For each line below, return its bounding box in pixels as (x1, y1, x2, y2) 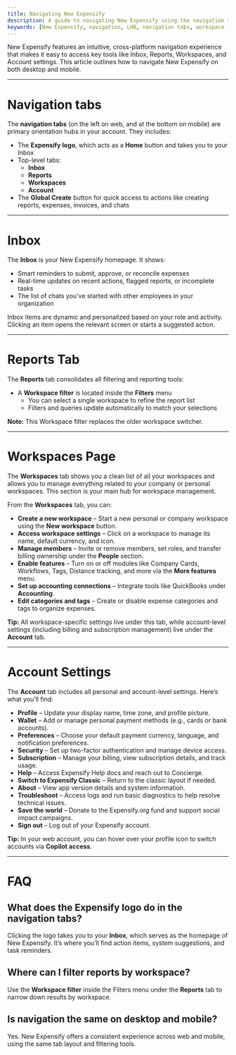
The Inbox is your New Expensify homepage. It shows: (7, 255, 166, 264)
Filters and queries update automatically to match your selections (27, 403, 218, 413)
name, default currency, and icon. (17, 537, 116, 545)
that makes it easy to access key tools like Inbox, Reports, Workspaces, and (7, 50, 227, 59)
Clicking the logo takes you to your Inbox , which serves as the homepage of (7, 932, 228, 940)
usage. (17, 761, 38, 769)
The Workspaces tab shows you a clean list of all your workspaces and (7, 472, 215, 480)
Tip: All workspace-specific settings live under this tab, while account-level (7, 618, 226, 626)
